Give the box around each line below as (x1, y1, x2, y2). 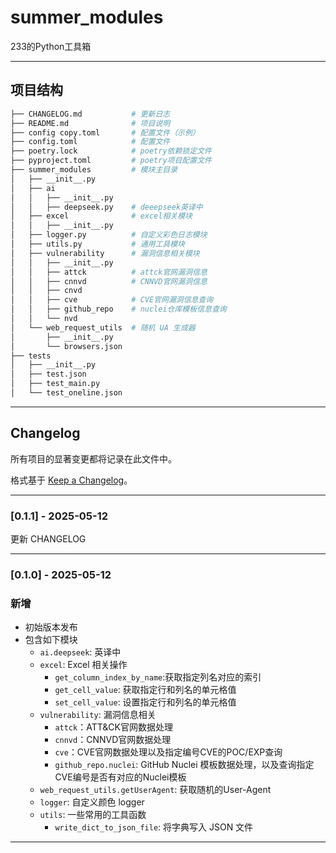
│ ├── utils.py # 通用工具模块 (10, 239, 185, 249)
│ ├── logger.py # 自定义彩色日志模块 (10, 230, 208, 240)
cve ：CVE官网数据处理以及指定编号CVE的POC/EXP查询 (54, 746, 283, 758)
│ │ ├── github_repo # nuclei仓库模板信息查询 (10, 304, 227, 315)
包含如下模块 (24, 634, 78, 646)
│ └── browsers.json (10, 341, 123, 351)
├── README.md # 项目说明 (10, 118, 171, 128)
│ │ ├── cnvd (10, 286, 83, 296)
